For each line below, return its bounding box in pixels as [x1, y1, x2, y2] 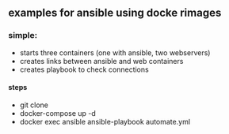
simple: [8, 30, 38, 41]
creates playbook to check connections [19, 65, 149, 74]
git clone [19, 100, 49, 110]
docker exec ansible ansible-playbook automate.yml [19, 117, 191, 126]
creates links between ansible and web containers [19, 56, 184, 65]
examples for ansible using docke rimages [8, 6, 222, 20]
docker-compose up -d [19, 108, 97, 117]
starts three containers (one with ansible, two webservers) [19, 47, 211, 58]
